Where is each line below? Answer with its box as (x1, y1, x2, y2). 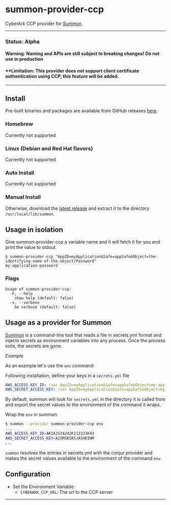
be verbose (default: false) (14, 304, 76, 309)
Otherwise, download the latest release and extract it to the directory (5, 205, 150, 211)
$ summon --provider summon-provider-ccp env (5, 421, 103, 427)
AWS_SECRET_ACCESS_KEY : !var (5, 387, 67, 392)
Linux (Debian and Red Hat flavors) (5, 145, 93, 152)
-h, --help (10, 291, 33, 296)
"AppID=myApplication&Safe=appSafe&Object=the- (55, 254, 158, 259)
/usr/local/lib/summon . (5, 210, 55, 217)
